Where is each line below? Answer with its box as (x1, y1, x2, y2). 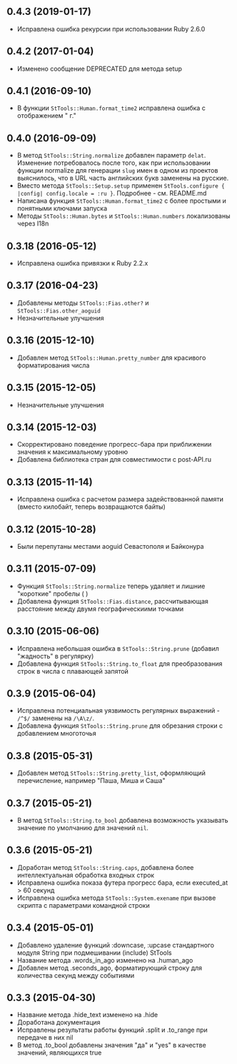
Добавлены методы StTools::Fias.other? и (16, 298, 149, 307)
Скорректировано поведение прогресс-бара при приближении (16, 440, 212, 449)
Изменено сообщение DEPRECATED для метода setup (16, 64, 183, 73)
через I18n (16, 219, 49, 228)
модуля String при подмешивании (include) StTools (16, 948, 172, 957)
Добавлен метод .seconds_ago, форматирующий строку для (16, 963, 203, 972)
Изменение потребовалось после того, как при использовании (16, 158, 211, 167)
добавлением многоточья (16, 729, 97, 738)
